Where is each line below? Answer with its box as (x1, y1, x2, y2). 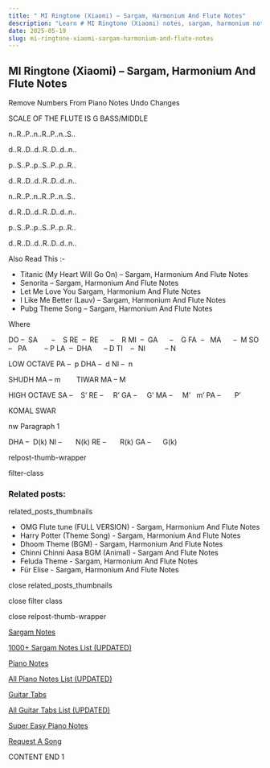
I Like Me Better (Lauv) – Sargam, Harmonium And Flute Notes (19, 295, 227, 305)
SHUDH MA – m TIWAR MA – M (8, 375, 126, 385)
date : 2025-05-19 (8, 27, 67, 35)
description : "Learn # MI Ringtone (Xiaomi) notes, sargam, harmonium (8, 19, 250, 27)
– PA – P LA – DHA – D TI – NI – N (8, 344, 177, 353)
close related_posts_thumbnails (8, 580, 112, 590)
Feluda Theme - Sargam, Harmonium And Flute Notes (19, 556, 198, 566)
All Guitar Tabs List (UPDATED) (8, 705, 111, 715)
